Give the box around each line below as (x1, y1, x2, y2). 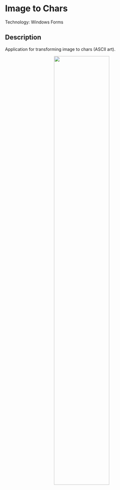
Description (5, 33, 41, 42)
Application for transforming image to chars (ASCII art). (5, 46, 116, 52)
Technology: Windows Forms (5, 19, 64, 25)
